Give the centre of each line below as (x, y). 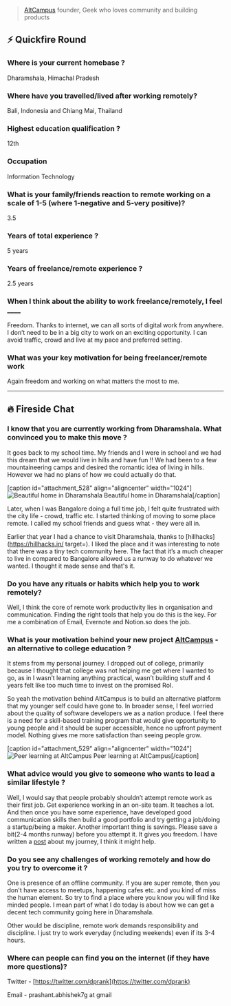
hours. (16, 940)
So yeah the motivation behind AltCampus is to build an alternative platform (114, 699)
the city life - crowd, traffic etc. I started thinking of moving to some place (111, 515)
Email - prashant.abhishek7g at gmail (59, 995)
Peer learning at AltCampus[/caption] (146, 756)
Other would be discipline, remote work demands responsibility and (103, 925)
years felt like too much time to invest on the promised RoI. (90, 686)
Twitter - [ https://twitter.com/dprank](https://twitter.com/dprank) (99, 982)
